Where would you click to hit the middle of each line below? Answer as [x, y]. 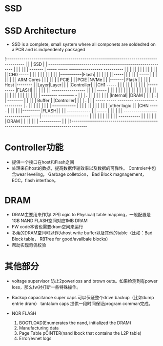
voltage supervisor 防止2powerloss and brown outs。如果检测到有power [85, 281]
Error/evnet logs [35, 338]
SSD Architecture [41, 31]
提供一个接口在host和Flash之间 [43, 162]
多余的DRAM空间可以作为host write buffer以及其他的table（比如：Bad [82, 233]
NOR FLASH [24, 313]
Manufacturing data [39, 328]
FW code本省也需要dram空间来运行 [47, 227]
